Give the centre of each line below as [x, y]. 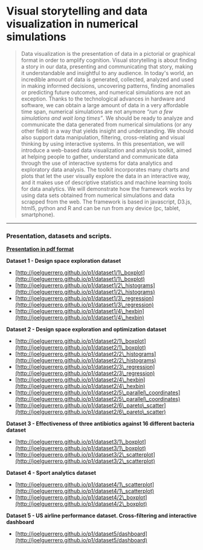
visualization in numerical [72, 24]
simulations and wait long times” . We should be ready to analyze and [107, 118]
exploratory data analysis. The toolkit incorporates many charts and [105, 169]
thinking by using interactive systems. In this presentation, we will [103, 144]
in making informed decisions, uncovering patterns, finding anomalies [108, 85]
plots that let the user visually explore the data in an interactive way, [105, 176]
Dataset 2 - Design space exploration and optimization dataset [86, 330]
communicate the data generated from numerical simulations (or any [106, 124]
